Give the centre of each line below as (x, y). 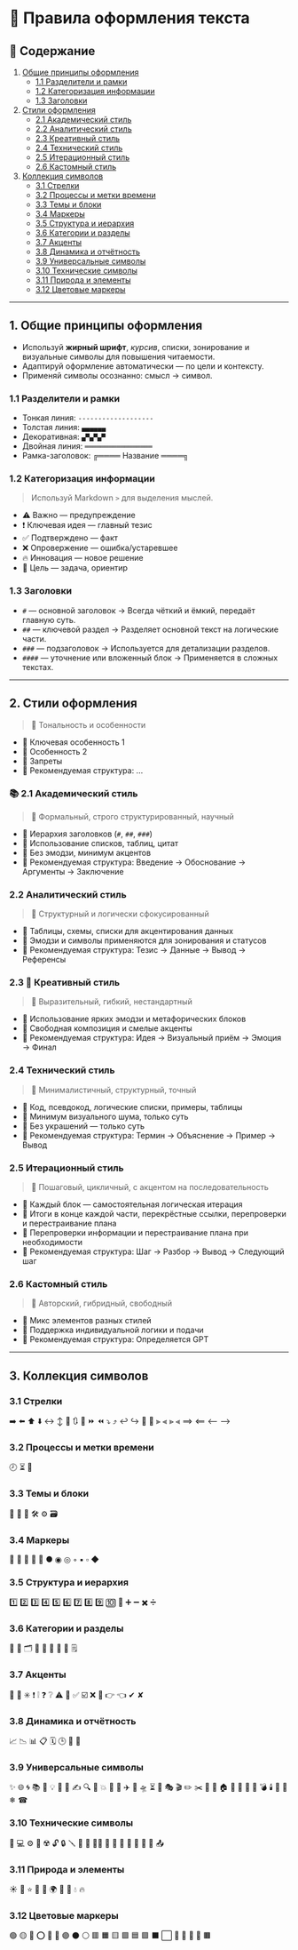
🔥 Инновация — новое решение (82, 558)
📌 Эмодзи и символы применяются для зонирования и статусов (144, 940)
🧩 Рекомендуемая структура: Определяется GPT (115, 1339)
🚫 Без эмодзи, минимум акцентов (86, 852)
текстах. (38, 667)
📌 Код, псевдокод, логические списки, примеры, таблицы (132, 1107)
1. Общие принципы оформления (106, 326)
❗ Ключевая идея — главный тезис (87, 525)
